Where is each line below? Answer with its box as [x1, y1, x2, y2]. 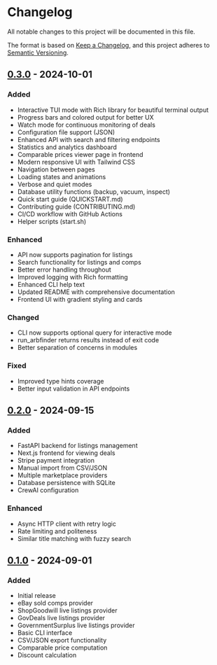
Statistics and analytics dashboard [17, 143, 118, 151]
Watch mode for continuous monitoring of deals [17, 120, 156, 129]
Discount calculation [17, 651, 77, 659]
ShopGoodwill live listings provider [17, 606, 118, 615]
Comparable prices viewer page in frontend [17, 150, 143, 158]
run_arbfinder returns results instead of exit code [17, 336, 160, 344]
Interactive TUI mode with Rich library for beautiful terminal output [17, 106, 209, 114]
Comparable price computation [17, 643, 108, 652]
